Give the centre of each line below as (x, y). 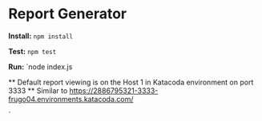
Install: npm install (41, 36)
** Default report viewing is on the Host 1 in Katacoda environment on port (131, 82)
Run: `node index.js (40, 66)
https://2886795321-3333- (114, 90)
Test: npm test (32, 51)
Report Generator (68, 14)
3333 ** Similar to (38, 90)
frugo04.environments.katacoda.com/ (71, 99)
